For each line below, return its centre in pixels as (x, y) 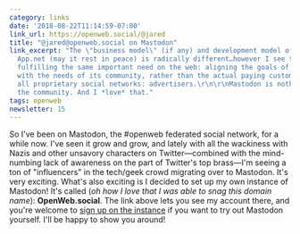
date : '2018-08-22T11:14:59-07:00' (75, 26)
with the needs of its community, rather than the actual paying (142, 76)
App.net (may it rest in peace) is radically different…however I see (151, 59)
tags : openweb (36, 100)
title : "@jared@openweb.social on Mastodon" (93, 42)
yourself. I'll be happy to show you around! (87, 220)
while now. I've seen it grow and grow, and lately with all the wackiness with (149, 144)
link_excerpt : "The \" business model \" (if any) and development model (145, 51)
